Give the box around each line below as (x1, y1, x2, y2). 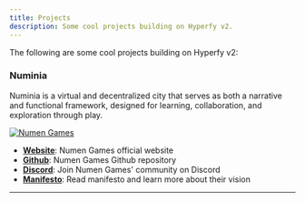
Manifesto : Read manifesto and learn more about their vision (22, 174, 251, 185)
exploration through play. (9, 109, 103, 120)
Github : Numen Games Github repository (22, 154, 177, 165)
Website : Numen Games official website (22, 145, 174, 156)
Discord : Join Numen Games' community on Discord (22, 164, 221, 175)
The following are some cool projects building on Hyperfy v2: (9, 46, 239, 57)
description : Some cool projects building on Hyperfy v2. (9, 22, 233, 31)
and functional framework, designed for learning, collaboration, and (9, 99, 262, 110)
